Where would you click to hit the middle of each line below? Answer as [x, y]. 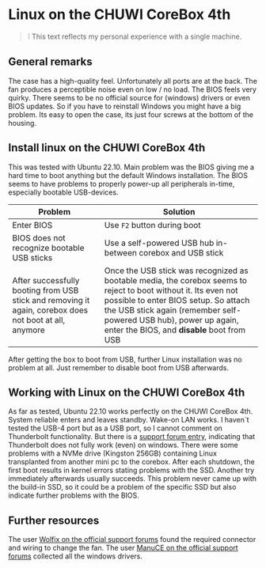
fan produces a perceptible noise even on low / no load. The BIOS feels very [133, 89]
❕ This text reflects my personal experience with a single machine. [135, 36]
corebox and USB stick [181, 252]
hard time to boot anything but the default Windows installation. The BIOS [128, 175]
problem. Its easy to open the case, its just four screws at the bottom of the [131, 114]
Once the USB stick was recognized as [176, 271]
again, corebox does [50, 310]
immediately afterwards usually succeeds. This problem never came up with [133, 479]
